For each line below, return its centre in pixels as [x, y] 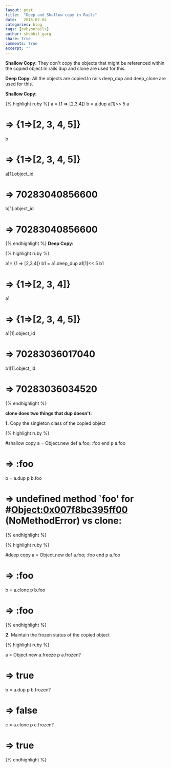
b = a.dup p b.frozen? [28, 689]
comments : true [22, 44]
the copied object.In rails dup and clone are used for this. [66, 68]
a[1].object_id [19, 174]
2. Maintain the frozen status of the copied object [58, 634]
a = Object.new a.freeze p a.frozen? [43, 654]
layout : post [19, 10]
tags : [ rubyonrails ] [27, 29]
